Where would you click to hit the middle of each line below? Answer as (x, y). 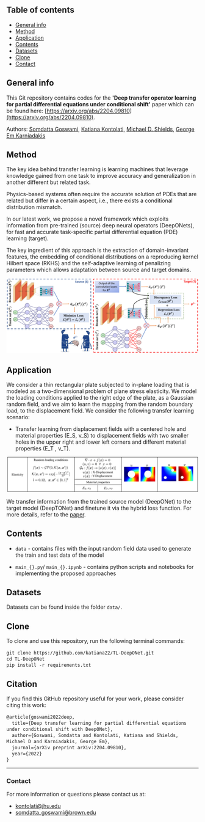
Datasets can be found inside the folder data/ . (64, 607)
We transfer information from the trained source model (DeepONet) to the (99, 501)
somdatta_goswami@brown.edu (56, 813)
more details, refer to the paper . (46, 514)
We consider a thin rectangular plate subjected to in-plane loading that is (98, 385)
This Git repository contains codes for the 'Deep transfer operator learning (101, 98)
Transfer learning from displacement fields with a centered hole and (100, 429)
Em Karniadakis (26, 135)
